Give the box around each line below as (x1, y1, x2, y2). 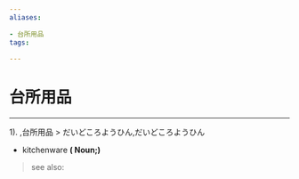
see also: (30, 162, 65, 173)
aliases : (9, 12, 42, 22)
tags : (9, 37, 29, 47)
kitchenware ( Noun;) (21, 144, 101, 156)
